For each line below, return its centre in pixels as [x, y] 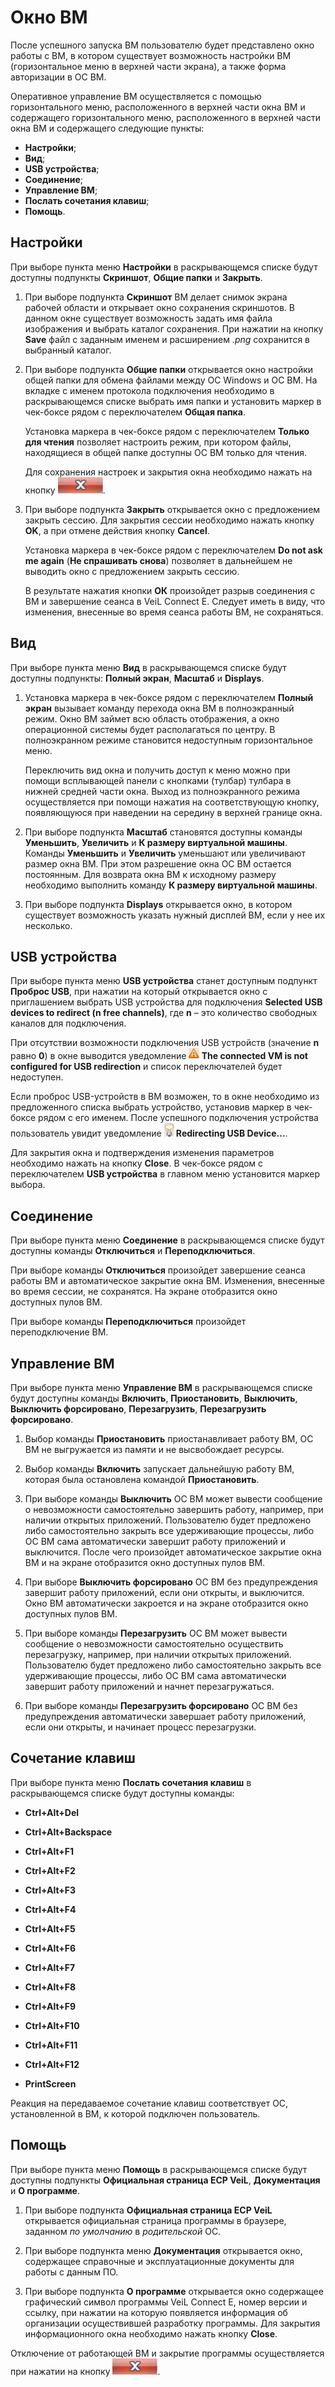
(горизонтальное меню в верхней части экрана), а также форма [148, 66]
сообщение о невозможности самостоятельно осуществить [154, 1644]
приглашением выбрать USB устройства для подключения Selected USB [166, 1002]
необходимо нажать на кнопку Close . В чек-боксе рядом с [137, 1163]
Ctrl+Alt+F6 [50, 1948]
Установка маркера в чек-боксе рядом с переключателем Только [167, 431]
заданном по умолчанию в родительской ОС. [123, 2231]
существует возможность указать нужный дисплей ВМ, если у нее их [175, 915]
